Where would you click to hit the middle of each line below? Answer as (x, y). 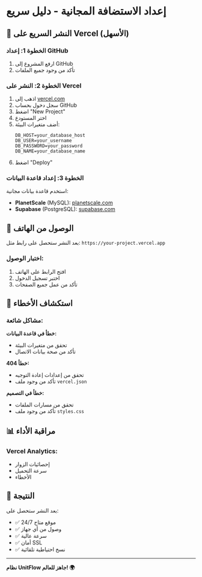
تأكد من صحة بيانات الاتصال (45, 352)
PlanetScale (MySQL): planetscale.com (64, 203)
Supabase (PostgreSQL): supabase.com (65, 209)
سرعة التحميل (31, 470)
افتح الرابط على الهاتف (40, 271)
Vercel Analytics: (32, 451)
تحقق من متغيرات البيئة (41, 345)
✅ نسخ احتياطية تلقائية (40, 549)
